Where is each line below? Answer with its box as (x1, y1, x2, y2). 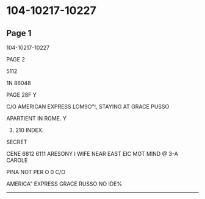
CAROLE (6, 156, 28, 164)
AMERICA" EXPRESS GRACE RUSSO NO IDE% (6, 180, 123, 187)
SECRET (6, 138, 27, 145)
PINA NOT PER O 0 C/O (6, 169, 66, 175)
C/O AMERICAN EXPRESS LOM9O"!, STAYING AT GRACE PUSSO (6, 103, 170, 110)
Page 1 (6, 28, 32, 38)
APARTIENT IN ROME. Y (6, 115, 67, 122)
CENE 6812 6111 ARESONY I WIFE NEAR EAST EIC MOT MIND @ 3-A (6, 150, 178, 157)
